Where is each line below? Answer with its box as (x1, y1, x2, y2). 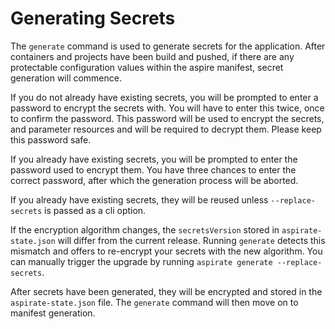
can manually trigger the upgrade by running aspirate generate (10, 255, 273, 267)
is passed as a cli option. (44, 204, 147, 216)
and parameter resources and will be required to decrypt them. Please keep (10, 123, 322, 135)
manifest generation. (10, 307, 96, 319)
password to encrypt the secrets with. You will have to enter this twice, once (10, 102, 325, 114)
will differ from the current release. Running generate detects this (57, 234, 326, 246)
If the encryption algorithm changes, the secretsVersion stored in (10, 223, 280, 236)
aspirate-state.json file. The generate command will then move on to (10, 296, 299, 308)
